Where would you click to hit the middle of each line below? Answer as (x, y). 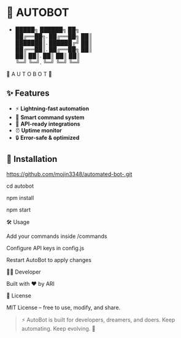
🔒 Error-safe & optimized (47, 137)
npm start (19, 209)
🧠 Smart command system (50, 117)
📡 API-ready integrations (48, 124)
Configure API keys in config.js (45, 248)
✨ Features (28, 94)
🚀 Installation (32, 159)
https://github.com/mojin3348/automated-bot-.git (69, 174)
